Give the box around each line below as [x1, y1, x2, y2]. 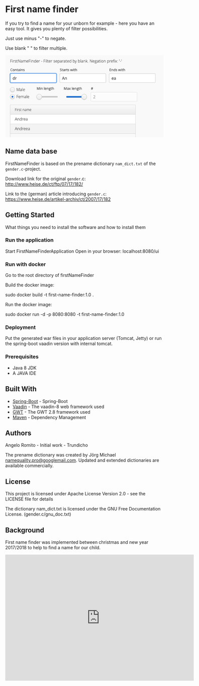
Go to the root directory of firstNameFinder [5, 272, 94, 278]
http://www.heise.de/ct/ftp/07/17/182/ [5, 181, 83, 187]
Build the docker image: [5, 282, 54, 288]
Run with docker [5, 261, 46, 268]
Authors [5, 429, 32, 437]
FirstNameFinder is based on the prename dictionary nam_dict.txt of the [5, 160, 156, 166]
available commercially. [5, 463, 54, 469]
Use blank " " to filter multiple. [5, 45, 68, 51]
